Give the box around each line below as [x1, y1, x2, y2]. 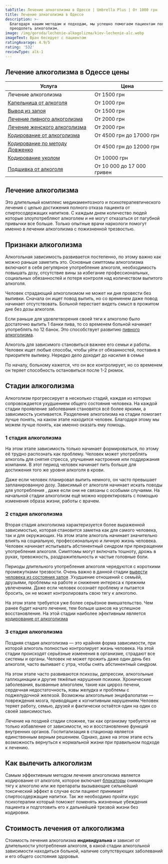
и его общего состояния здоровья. [5, 853, 79, 859]
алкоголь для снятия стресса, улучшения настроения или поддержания [5, 456, 160, 462]
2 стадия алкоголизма [5, 510, 62, 517]
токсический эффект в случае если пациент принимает [5, 788, 124, 794]
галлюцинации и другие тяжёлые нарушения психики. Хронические [5, 676, 151, 682]
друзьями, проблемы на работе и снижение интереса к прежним [5, 580, 145, 586]
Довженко [7, 146, 33, 153]
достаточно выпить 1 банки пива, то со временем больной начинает [5, 321, 152, 327]
